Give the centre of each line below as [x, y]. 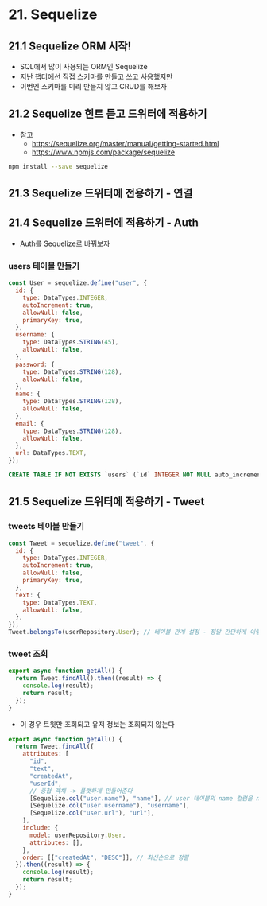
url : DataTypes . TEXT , [51, 453]
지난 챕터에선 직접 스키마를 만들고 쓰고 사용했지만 [96, 76]
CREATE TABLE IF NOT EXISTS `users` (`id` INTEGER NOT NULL [110, 475]
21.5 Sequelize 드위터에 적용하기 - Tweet [106, 502]
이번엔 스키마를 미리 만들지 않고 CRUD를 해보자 [93, 86]
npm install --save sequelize [58, 166]
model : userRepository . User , [77, 835]
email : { [30, 423]
